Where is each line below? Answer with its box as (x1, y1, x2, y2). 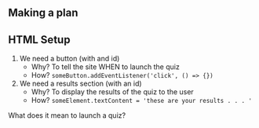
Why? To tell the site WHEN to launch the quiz (31, 62, 181, 71)
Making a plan (8, 6, 78, 20)
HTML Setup (8, 33, 71, 46)
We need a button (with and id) (19, 54, 120, 64)
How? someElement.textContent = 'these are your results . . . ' (31, 96, 253, 105)
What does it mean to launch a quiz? (8, 111, 126, 120)
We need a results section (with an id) (19, 79, 143, 89)
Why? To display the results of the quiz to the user (31, 87, 194, 97)
